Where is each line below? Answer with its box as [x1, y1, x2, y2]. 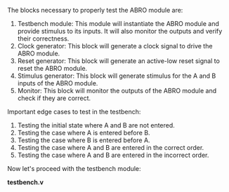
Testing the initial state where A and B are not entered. [17, 121, 176, 129]
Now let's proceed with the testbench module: [7, 165, 142, 172]
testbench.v [7, 178, 44, 186]
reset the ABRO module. [17, 64, 88, 72]
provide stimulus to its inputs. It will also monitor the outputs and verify [17, 27, 223, 35]
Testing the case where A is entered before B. [17, 129, 150, 137]
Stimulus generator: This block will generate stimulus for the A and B [17, 71, 216, 80]
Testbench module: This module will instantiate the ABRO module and [17, 20, 220, 27]
